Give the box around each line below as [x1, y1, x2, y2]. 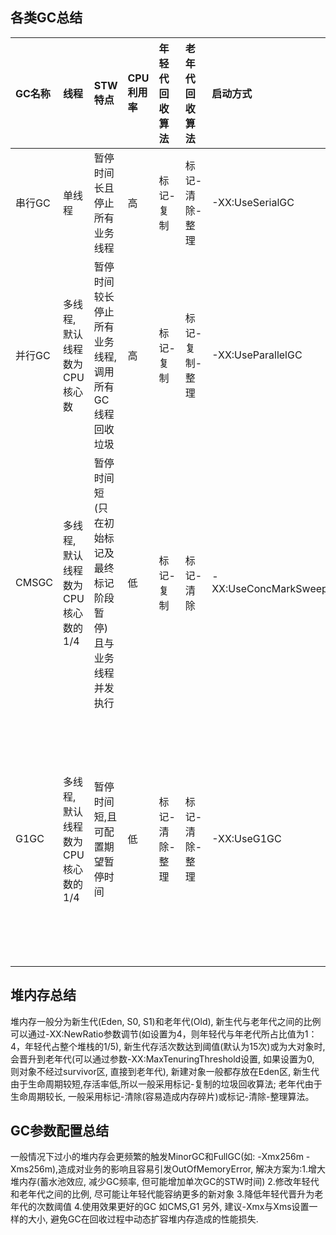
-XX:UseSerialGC [211, 195, 295, 209]
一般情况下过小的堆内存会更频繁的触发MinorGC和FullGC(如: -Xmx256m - [10, 1151, 311, 1163]
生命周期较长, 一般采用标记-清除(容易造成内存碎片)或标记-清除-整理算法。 [10, 1090, 315, 1102]
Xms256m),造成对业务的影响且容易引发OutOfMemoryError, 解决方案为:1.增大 [10, 1163, 326, 1175]
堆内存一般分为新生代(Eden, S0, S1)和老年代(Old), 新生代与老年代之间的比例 [10, 1015, 322, 1027]
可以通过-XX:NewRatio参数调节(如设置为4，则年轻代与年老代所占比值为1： [10, 1028, 318, 1040]
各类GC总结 [10, 9, 83, 27]
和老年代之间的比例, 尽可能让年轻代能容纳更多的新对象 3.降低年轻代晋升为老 [10, 1188, 324, 1200]
